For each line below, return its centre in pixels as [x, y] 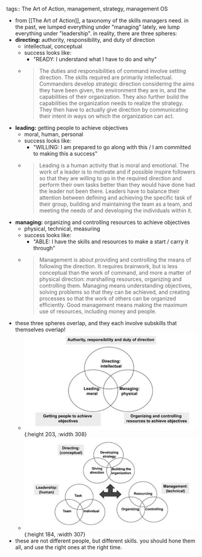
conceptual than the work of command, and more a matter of [115, 273]
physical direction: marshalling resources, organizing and [110, 279]
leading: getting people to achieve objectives [71, 128]
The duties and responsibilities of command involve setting [112, 71]
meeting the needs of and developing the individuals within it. [116, 211]
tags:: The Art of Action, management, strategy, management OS [87, 9]
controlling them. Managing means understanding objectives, [116, 285]
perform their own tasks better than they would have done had [117, 185]
